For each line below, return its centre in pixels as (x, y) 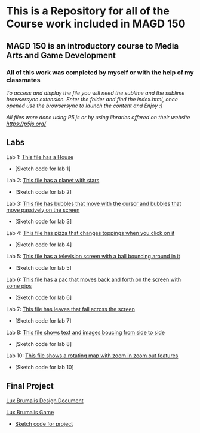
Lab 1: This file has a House (40, 157)
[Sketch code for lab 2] (43, 192)
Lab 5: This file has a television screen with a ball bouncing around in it (93, 256)
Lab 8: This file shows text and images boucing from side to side (86, 332)
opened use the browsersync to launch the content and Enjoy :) (84, 106)
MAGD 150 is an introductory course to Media (93, 46)
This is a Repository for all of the (88, 11)
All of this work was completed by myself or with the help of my (100, 72)
